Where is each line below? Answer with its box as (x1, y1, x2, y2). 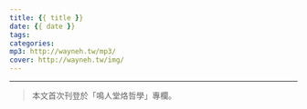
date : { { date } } (9, 22, 76, 31)
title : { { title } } (9, 13, 84, 23)
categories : (9, 38, 55, 48)
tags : (9, 30, 30, 39)
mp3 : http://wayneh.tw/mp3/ (9, 47, 117, 56)
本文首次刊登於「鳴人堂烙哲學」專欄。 (31, 90, 176, 101)
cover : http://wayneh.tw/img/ (9, 55, 125, 64)
